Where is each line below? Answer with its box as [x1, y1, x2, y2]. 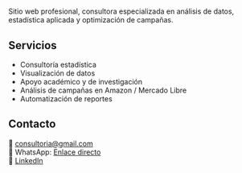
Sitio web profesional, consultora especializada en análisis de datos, [8, 6, 235, 16]
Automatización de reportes [19, 94, 113, 103]
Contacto [8, 117, 56, 131]
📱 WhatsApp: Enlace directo [8, 147, 101, 157]
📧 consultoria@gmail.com [8, 138, 94, 148]
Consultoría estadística [19, 60, 96, 69]
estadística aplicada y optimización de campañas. [8, 15, 174, 25]
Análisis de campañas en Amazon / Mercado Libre [19, 85, 187, 95]
